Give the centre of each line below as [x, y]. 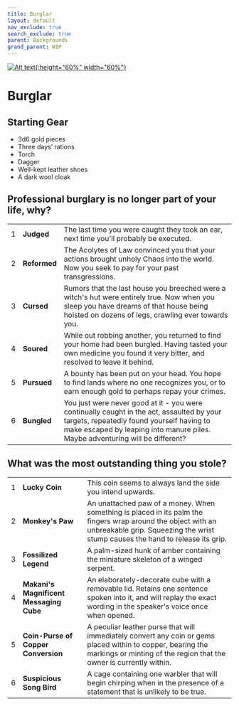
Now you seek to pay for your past [121, 267]
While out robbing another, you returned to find [143, 335]
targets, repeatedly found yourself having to [137, 420]
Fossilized [40, 555]
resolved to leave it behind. [109, 362]
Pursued [37, 383]
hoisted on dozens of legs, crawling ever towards [146, 315]
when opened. [111, 615]
